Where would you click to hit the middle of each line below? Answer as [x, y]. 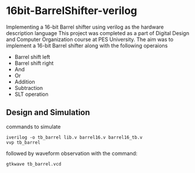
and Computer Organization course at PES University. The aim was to [90, 39]
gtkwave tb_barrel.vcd [34, 164]
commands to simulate [33, 126]
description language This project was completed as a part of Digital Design [97, 33]
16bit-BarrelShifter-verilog [72, 11]
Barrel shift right [34, 63]
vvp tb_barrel [23, 142]
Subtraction [28, 88]
